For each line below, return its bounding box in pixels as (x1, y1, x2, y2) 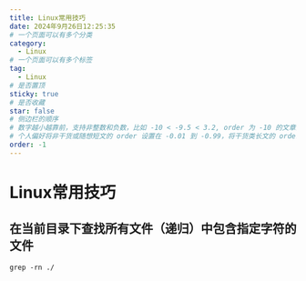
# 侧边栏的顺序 (9, 115, 59, 124)
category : (9, 38, 47, 48)
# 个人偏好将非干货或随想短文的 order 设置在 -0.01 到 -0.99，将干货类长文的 (9, 132, 276, 141)
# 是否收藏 (9, 97, 46, 107)
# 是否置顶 (9, 81, 46, 90)
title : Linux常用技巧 (9, 13, 87, 23)
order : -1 (9, 140, 47, 149)
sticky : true (9, 89, 59, 98)
